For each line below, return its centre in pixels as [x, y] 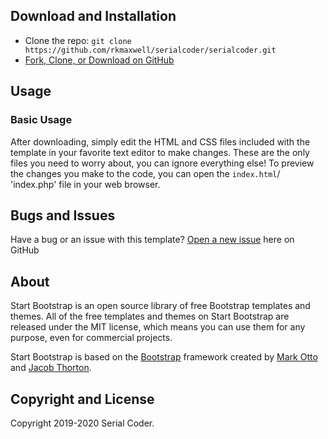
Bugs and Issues [63, 215]
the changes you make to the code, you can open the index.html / [145, 173]
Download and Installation [93, 16]
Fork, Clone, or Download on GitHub [99, 60]
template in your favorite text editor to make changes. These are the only [160, 152]
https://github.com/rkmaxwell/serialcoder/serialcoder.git [150, 50]
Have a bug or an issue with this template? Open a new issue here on [152, 240]
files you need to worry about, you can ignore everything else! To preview [162, 163]
